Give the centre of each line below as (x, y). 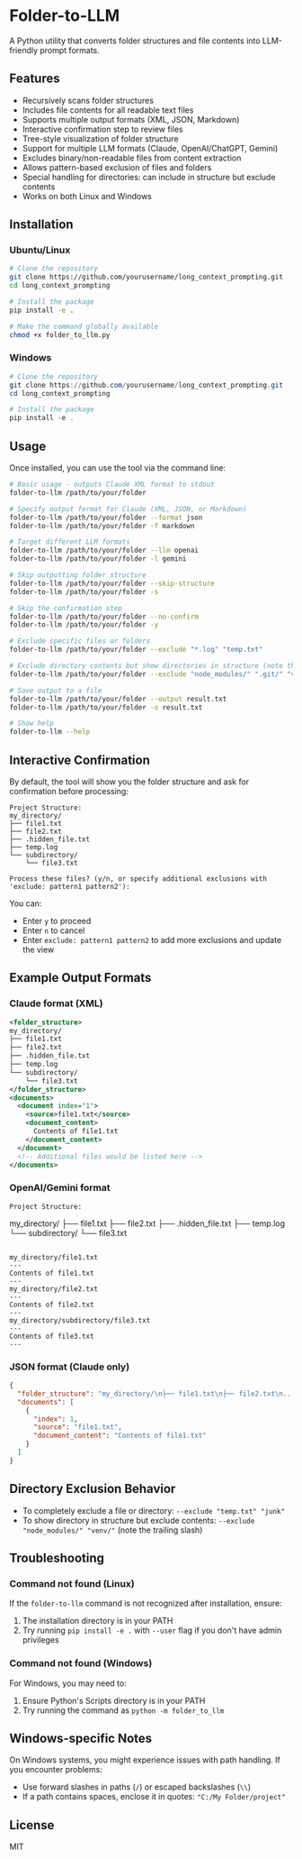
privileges (41, 1640)
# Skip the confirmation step (66, 608)
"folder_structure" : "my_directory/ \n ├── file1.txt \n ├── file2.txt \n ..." (158, 1394)
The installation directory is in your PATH (98, 1621)
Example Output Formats (80, 978)
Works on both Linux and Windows (87, 196)
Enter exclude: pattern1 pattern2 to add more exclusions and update (152, 939)
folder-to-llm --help (50, 732)
